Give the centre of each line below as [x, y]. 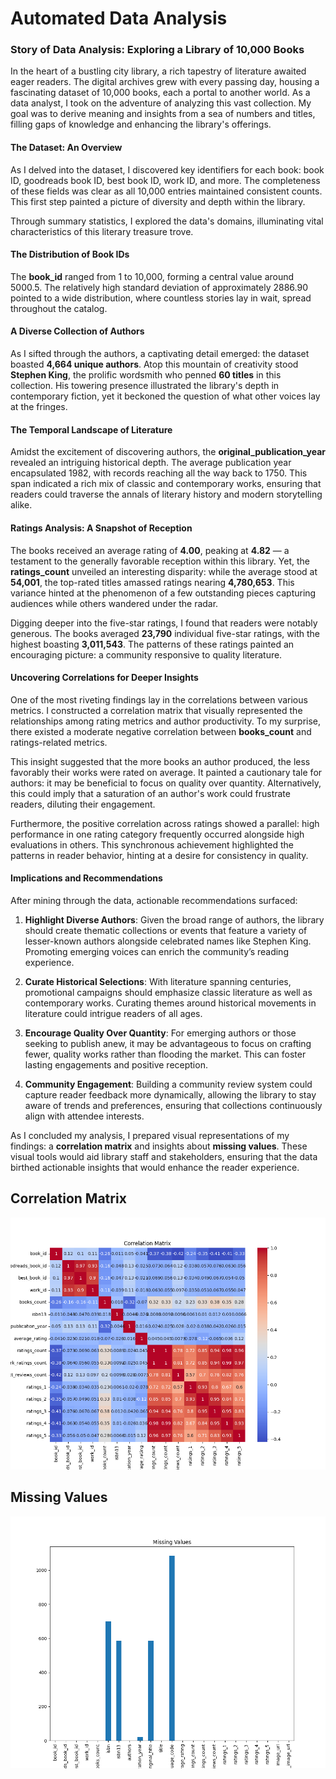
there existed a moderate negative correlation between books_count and [161, 731]
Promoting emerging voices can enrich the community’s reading [156, 951]
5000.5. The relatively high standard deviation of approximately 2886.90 [159, 287]
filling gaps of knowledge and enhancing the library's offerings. [141, 124]
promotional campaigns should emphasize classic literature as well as [168, 992]
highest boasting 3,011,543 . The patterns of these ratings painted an [152, 644]
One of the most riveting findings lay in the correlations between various [159, 699]
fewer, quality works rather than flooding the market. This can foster [165, 1054]
